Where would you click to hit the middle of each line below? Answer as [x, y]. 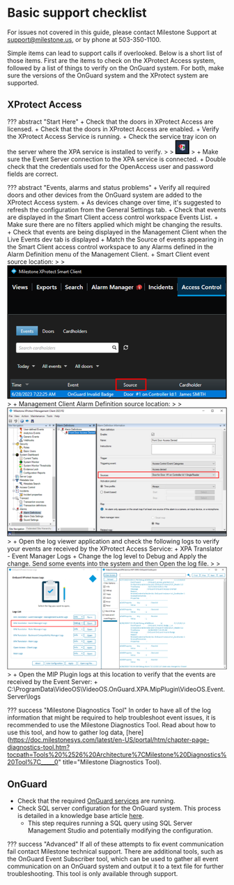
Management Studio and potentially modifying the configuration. [120, 830]
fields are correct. [33, 174]
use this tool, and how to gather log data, [66, 732]
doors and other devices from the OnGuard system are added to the [105, 195]
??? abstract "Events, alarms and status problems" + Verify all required [109, 187]
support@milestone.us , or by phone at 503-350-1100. [84, 39]
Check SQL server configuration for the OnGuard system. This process [119, 808]
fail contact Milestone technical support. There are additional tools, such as [115, 851]
